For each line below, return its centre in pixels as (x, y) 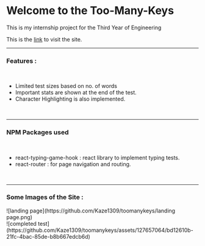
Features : (22, 60)
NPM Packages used (38, 132)
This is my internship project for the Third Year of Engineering (84, 27)
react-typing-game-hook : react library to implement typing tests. (97, 157)
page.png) (19, 217)
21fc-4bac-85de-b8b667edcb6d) (48, 236)
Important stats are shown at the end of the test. (76, 93)
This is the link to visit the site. (44, 39)
